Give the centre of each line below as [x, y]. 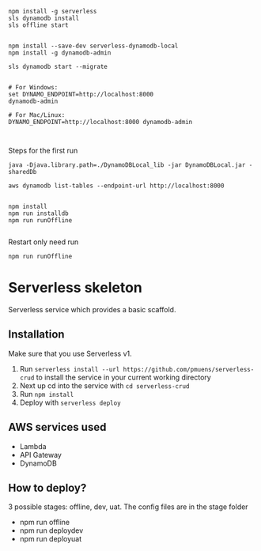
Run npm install [47, 394]
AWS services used [57, 427]
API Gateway [40, 455]
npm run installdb [38, 213]
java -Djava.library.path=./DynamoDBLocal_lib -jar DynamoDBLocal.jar [127, 165]
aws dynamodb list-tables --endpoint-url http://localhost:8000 [116, 186]
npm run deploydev [51, 530]
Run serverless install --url [70, 368]
